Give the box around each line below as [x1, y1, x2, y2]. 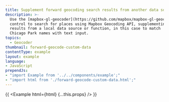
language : [5, 59, 26, 64]
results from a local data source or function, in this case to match [10, 26, 161, 31]
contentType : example [5, 49, 51, 54]
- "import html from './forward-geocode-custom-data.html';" [5, 77, 136, 82]
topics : [5, 36, 22, 41]
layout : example [5, 54, 39, 59]
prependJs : [5, 68, 28, 73]
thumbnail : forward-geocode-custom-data [5, 45, 92, 50]
